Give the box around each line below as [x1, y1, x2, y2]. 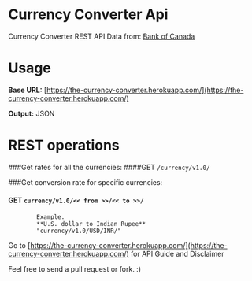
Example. [36, 213, 65, 221]
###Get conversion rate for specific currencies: [8, 177, 163, 187]
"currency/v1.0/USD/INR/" [36, 227, 122, 235]
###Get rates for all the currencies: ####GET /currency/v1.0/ [8, 162, 210, 172]
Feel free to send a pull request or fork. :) [8, 264, 142, 274]
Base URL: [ [8, 85, 47, 94]
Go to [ [8, 241, 31, 250]
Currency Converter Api [8, 6, 169, 24]
